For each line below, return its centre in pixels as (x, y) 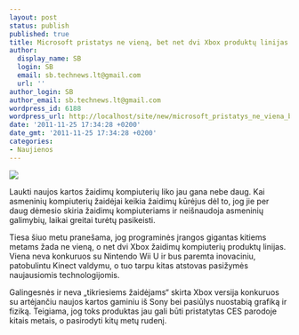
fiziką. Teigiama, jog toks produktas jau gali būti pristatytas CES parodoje (143, 311)
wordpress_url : (37, 116)
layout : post (33, 17)
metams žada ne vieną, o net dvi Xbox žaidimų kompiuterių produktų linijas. (148, 246)
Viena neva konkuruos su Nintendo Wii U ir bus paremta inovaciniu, (133, 256)
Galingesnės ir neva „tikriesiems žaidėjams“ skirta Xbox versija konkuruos (145, 292)
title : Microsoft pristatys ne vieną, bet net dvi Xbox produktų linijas (149, 42)
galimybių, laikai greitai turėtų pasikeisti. (82, 219)
